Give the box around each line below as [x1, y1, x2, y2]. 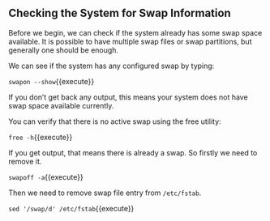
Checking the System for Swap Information [8, 6, 231, 20]
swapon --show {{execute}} [8, 76, 95, 86]
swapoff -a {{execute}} [8, 172, 84, 181]
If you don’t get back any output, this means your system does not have [8, 92, 249, 102]
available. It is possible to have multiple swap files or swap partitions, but [8, 36, 252, 46]
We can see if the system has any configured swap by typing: [8, 61, 215, 70]
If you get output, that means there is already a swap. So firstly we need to [8, 147, 258, 157]
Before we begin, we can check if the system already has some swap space [8, 28, 263, 37]
